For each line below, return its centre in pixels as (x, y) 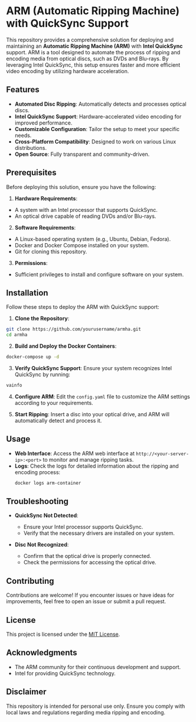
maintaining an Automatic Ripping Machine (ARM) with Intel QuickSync (94, 46)
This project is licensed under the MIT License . (63, 634)
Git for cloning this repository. (51, 251)
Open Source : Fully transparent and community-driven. (82, 154)
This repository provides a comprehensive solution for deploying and (90, 40)
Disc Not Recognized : (42, 545)
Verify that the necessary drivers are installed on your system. (99, 533)
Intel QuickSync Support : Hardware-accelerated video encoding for (98, 116)
